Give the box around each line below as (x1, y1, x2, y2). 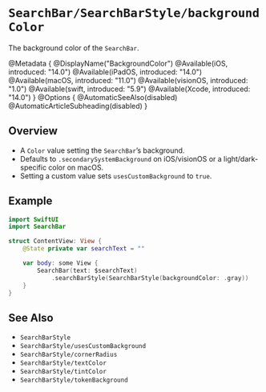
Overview (8, 124, 58, 138)
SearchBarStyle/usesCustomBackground (19, 342, 147, 350)
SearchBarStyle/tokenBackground (19, 376, 128, 385)
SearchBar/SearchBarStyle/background (8, 6, 260, 21)
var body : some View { (22, 259, 99, 267)
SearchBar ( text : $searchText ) (37, 266, 138, 274)
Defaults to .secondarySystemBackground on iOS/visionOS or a (19, 154, 222, 163)
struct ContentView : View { (8, 238, 103, 246)
